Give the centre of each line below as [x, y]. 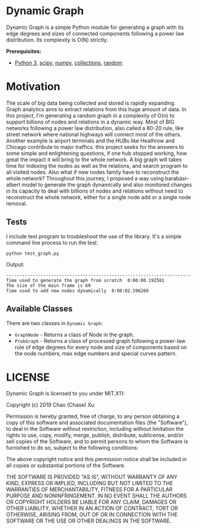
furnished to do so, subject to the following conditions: [72, 448]
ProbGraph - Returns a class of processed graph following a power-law [100, 340]
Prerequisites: [24, 51]
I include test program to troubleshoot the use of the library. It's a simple [94, 236]
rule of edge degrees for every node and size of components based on [101, 347]
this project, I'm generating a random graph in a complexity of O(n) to [90, 115]
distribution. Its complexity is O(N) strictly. [57, 40]
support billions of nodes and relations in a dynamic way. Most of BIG [90, 122]
